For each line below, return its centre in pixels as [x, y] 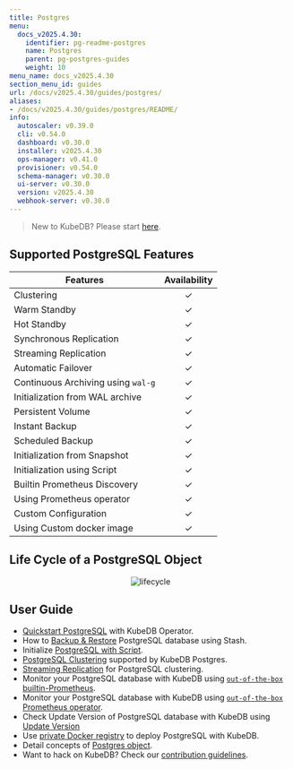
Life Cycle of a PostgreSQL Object [106, 560]
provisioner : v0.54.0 [58, 168]
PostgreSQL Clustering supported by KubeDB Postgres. [125, 660]
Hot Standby [40, 324]
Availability [189, 280]
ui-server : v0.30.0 [54, 185]
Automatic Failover [53, 367]
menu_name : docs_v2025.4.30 [62, 76]
